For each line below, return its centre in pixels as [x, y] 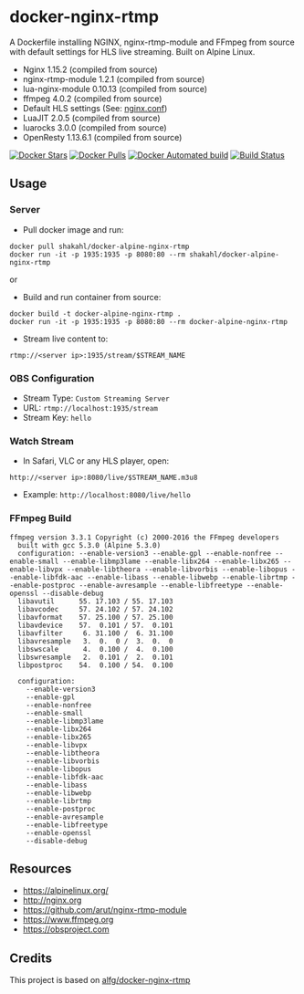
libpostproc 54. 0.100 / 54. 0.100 [95, 665]
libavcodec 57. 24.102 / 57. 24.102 [95, 609]
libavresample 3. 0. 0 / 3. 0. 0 [95, 641]
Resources [41, 868]
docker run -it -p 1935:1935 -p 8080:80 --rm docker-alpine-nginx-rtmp [148, 321]
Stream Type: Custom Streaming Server [96, 398]
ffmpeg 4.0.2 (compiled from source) [92, 99]
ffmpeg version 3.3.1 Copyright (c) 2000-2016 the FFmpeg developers [145, 537]
